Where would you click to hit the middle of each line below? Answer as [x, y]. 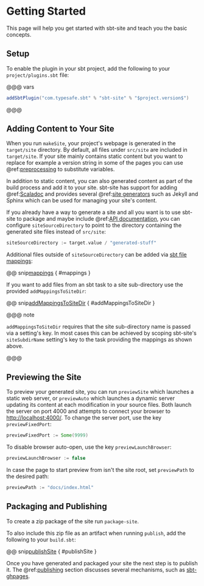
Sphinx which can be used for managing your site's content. [82, 201]
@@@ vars [20, 87]
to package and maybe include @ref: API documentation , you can [98, 219]
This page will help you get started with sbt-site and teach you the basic [97, 28]
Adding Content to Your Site [60, 129]
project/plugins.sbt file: [38, 75]
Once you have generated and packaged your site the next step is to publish [102, 563]
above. [15, 346]
